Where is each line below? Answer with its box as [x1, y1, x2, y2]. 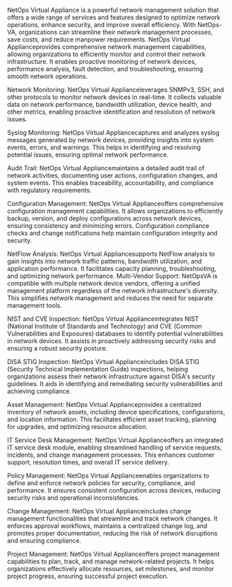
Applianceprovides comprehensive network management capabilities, [7, 43, 206, 51]
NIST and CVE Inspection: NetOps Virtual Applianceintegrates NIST [7, 315, 199, 323]
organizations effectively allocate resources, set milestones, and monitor [7, 565, 215, 572]
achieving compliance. [7, 387, 71, 395]
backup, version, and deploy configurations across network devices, [7, 214, 203, 222]
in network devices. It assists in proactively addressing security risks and [7, 337, 216, 345]
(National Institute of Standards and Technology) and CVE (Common [7, 322, 202, 330]
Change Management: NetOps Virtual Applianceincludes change [7, 507, 192, 515]
